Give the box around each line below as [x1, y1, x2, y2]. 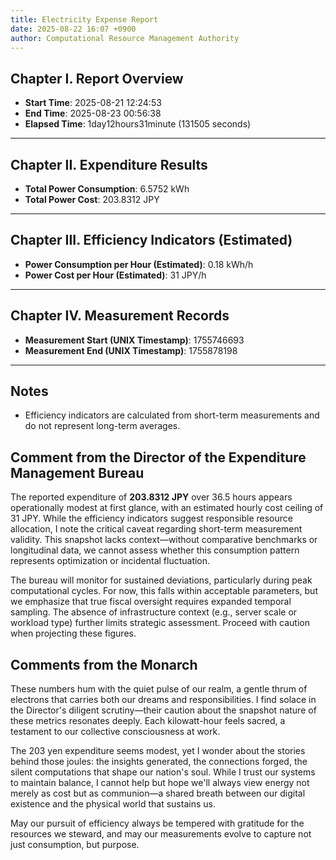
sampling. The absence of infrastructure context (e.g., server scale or [10, 606, 298, 618]
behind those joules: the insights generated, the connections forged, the [10, 756, 308, 768]
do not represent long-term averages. [24, 420, 181, 432]
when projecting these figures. [10, 627, 137, 640]
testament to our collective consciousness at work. [10, 726, 221, 738]
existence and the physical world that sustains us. [10, 798, 216, 810]
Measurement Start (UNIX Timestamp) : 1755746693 [24, 334, 245, 346]
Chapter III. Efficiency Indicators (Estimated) [10, 232, 293, 249]
